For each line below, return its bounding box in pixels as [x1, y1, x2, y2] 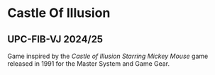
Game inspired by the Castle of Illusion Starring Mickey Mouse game [7, 52, 209, 60]
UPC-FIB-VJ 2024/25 [7, 33, 104, 45]
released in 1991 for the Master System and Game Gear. [7, 59, 170, 68]
